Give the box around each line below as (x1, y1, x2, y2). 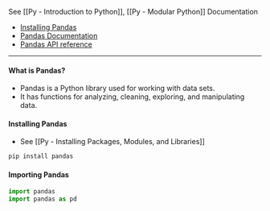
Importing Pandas (8, 169, 70, 180)
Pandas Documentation (19, 31, 98, 40)
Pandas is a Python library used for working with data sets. (19, 84, 215, 93)
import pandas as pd (8, 195, 78, 204)
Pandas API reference (19, 39, 92, 49)
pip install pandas (8, 152, 74, 160)
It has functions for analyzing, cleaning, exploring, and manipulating (19, 92, 245, 101)
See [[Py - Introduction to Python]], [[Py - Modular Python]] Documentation (8, 7, 259, 16)
